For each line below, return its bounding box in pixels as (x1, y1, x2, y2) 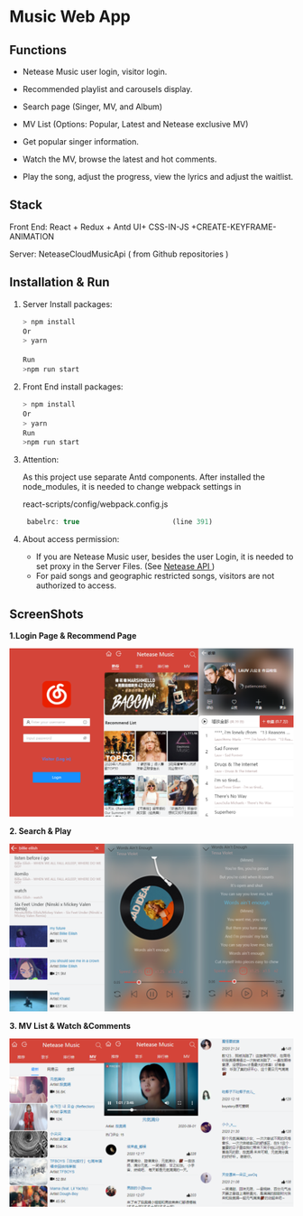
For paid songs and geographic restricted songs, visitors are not (35, 571, 275, 582)
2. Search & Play (9, 825, 72, 837)
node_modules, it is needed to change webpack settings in (22, 482, 242, 492)
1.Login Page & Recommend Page (9, 630, 137, 641)
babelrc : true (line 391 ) (26, 518, 214, 527)
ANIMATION (9, 230, 55, 241)
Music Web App (9, 6, 131, 27)
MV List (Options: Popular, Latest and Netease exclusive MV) (22, 119, 249, 129)
